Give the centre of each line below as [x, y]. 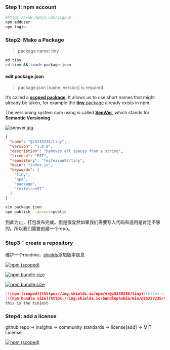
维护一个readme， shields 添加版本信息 [45, 255]
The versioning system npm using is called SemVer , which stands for [77, 113]
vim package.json [24, 207]
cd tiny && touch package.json [38, 65]
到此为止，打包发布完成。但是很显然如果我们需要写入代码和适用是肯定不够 [83, 222]
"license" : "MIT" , [29, 156]
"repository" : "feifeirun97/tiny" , [47, 160]
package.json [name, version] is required [60, 88]
